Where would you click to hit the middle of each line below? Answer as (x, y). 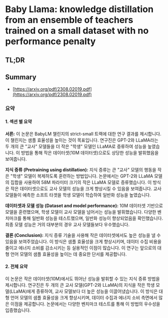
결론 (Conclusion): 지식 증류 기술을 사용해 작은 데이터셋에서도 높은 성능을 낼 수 (83, 235)
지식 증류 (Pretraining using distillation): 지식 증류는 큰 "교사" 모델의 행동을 (81, 169)
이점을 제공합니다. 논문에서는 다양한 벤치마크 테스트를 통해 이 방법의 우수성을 (85, 304)
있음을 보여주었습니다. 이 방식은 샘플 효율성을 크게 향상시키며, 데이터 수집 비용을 (83, 241)
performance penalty (51, 42)
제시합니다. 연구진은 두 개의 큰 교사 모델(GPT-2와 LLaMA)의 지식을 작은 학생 (80, 285)
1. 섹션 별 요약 (19, 121)
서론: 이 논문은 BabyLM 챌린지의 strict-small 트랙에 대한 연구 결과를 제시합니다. (83, 134)
